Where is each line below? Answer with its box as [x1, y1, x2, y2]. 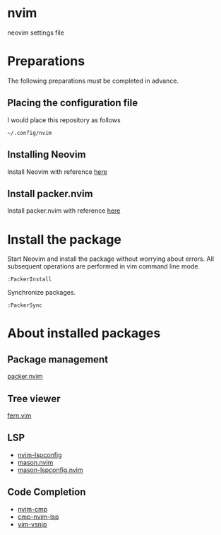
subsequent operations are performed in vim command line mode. [7, 262, 200, 271]
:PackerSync [7, 302, 42, 309]
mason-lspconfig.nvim [17, 465, 83, 474]
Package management [7, 353, 108, 365]
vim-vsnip [17, 519, 47, 528]
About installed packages [7, 325, 161, 341]
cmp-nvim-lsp [17, 512, 59, 521]
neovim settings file [7, 28, 65, 37]
